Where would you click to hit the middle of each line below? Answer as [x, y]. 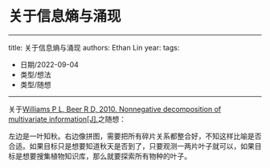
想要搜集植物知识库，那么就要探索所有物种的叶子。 [106, 156]
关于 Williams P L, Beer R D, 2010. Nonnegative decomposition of [115, 109]
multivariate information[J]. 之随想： [67, 119]
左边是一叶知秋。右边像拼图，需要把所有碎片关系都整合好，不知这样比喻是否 [135, 136]
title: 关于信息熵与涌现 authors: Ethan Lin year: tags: [94, 47]
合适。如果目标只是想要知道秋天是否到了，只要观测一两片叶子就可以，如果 [131, 146]
